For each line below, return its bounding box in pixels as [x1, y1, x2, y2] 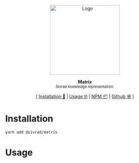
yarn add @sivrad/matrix [5, 130, 58, 135]
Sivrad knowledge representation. [55, 84, 115, 89]
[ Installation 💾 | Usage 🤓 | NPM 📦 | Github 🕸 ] [35, 94, 134, 99]
